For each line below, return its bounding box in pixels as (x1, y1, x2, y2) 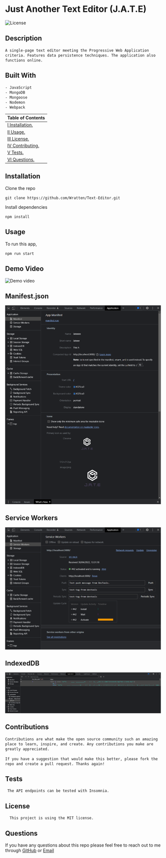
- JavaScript (5, 85, 32, 90)
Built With (5, 71, 36, 80)
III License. (7, 136, 30, 142)
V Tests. (7, 149, 24, 155)
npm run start (5, 251, 35, 256)
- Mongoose (5, 95, 28, 100)
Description (5, 34, 42, 43)
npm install (5, 214, 30, 219)
